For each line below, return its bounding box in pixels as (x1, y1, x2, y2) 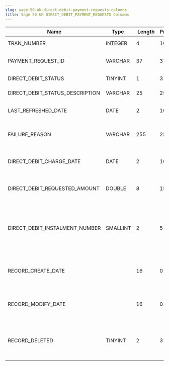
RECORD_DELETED (8, 337, 54, 344)
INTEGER (105, 40, 127, 47)
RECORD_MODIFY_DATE (8, 300, 66, 307)
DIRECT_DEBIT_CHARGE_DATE (8, 158, 81, 165)
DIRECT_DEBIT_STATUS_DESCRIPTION (8, 89, 101, 96)
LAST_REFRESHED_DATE (8, 107, 67, 114)
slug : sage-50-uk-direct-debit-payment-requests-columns (5, 7, 127, 13)
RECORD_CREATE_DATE (8, 267, 65, 274)
